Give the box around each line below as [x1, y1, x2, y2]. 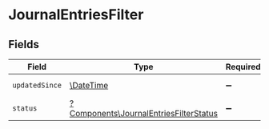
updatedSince [12, 81, 62, 90]
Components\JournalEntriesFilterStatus [69, 108, 219, 119]
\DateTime [69, 80, 109, 91]
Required [225, 62, 262, 72]
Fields [8, 38, 40, 51]
